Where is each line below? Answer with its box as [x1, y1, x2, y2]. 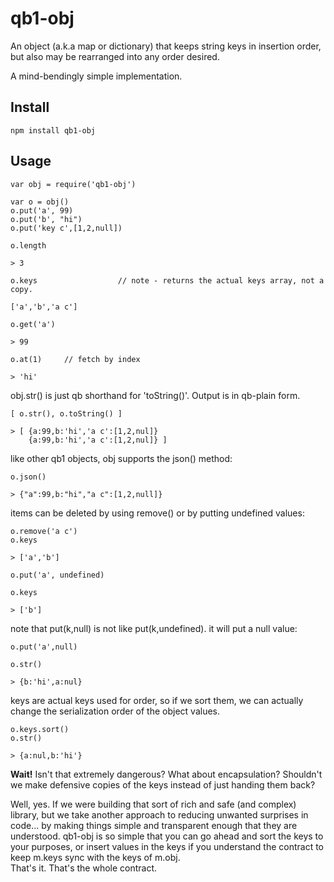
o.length [10, 240, 47, 251]
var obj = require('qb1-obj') [10, 179, 137, 189]
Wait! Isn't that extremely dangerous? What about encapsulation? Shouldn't [10, 768, 323, 780]
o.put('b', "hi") [10, 214, 83, 224]
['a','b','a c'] [10, 302, 78, 312]
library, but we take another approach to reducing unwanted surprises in [10, 808, 309, 821]
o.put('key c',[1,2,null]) [10, 223, 123, 233]
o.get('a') [10, 319, 56, 329]
